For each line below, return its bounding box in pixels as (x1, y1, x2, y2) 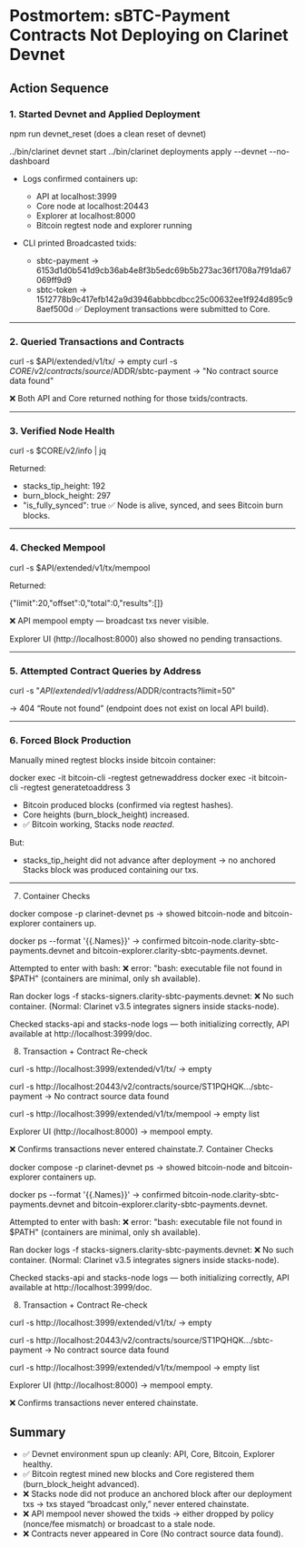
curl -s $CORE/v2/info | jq (9, 445, 107, 456)
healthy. (22, 1459, 53, 1470)
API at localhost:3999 (35, 190, 117, 201)
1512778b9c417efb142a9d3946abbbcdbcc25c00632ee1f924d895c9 (35, 293, 293, 305)
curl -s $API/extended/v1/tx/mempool (9, 562, 151, 573)
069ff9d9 (35, 274, 73, 285)
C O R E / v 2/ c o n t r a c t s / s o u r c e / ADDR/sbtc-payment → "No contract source (9, 366, 279, 377)
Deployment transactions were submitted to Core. (84, 303, 271, 314)
